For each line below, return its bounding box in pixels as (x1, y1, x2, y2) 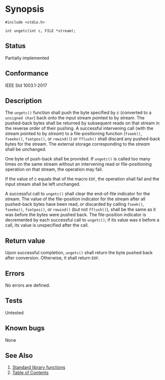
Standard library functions (12, 364, 66, 371)
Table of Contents (12, 370, 49, 376)
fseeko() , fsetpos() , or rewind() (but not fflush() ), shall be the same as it (5, 206, 156, 213)
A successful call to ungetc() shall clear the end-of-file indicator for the (5, 191, 150, 197)
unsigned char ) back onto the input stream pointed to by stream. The (5, 115, 145, 121)
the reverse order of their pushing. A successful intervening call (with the (5, 125, 154, 131)
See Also (5, 351, 33, 360)
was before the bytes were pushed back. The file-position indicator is (5, 212, 146, 218)
